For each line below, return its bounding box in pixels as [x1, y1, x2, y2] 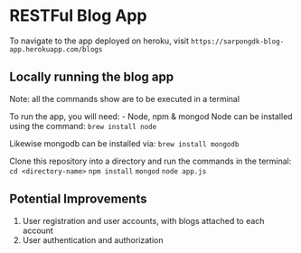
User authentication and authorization [22, 234, 165, 245]
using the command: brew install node [9, 120, 157, 131]
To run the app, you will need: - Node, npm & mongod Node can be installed [9, 110, 293, 122]
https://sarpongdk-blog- [191, 37, 285, 46]
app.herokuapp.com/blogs [9, 44, 103, 54]
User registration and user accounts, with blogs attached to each [22, 215, 265, 226]
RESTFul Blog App [9, 5, 147, 26]
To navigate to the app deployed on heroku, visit [9, 35, 190, 46]
